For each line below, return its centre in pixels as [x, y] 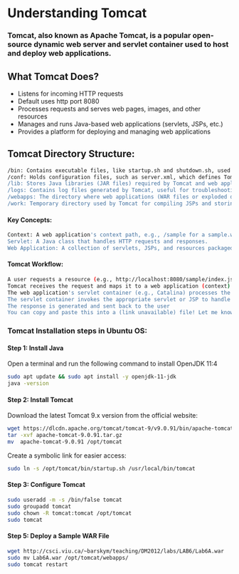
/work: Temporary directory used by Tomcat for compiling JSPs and [110, 204]
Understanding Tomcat [77, 13]
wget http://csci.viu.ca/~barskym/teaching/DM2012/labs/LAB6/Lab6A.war [116, 551]
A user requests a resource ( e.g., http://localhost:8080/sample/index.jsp [122, 280]
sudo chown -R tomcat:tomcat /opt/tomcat [70, 513]
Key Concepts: [30, 220]
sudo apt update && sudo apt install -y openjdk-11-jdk [92, 377]
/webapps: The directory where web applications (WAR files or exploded [117, 197]
